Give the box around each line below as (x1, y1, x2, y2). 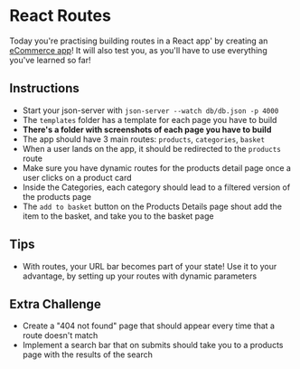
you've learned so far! (9, 54, 91, 65)
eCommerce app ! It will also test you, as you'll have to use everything (9, 44, 268, 55)
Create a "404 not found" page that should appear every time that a (22, 320, 276, 331)
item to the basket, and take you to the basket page (22, 210, 214, 222)
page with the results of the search (22, 349, 154, 360)
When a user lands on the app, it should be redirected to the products (22, 143, 282, 154)
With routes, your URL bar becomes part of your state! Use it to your (22, 260, 277, 271)
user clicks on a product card (22, 172, 133, 183)
